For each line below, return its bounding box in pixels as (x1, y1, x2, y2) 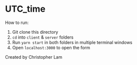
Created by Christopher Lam (5, 54, 63, 60)
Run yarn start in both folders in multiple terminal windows (12, 39, 133, 45)
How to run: (5, 20, 29, 25)
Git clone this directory (12, 29, 59, 35)
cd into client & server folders (12, 34, 74, 40)
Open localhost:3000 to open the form (12, 44, 91, 50)
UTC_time (5, 3, 46, 15)
